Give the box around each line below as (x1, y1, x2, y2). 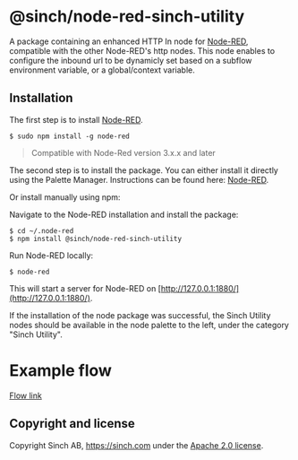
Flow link (9, 390, 42, 401)
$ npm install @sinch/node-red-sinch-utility (9, 234, 182, 243)
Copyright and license (9, 416, 136, 431)
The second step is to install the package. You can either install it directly (9, 164, 279, 176)
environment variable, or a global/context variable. (9, 65, 195, 75)
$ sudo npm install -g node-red (9, 132, 130, 141)
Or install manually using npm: (9, 191, 121, 203)
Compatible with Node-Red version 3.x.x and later (30, 147, 217, 158)
